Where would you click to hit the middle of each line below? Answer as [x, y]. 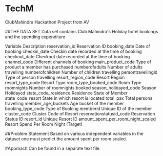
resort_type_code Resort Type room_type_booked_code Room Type [73, 82]
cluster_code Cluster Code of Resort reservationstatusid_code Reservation [80, 113]
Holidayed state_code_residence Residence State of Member [66, 93]
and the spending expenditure [35, 37]
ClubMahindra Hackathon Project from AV [47, 22]
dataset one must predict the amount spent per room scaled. [66, 139]
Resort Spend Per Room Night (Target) [44, 124]
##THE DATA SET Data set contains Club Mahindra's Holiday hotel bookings [82, 31]
